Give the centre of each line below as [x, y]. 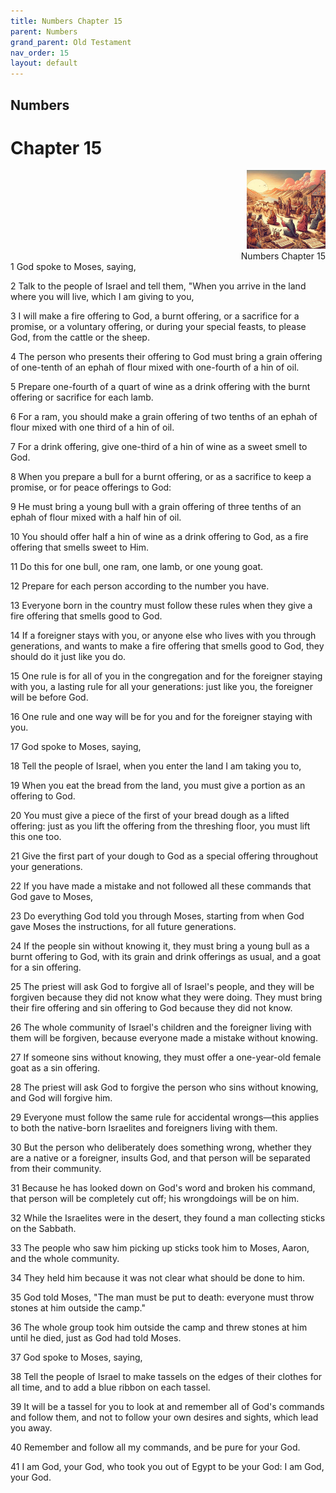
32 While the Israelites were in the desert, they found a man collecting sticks [168, 1218]
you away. [31, 1428]
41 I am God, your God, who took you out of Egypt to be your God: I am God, [167, 1467]
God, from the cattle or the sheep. [80, 337]
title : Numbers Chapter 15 [66, 21]
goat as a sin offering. [55, 1068]
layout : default [44, 63]
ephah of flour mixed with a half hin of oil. [96, 517]
